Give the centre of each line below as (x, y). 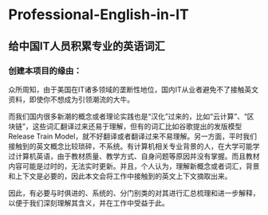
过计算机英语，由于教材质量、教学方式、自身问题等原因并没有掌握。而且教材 (134, 156)
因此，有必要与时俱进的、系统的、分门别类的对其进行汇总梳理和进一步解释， (134, 193)
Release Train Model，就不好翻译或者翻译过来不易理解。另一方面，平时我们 (133, 136)
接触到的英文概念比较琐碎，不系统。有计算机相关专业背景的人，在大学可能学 (134, 146)
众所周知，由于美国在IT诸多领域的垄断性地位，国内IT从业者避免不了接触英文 (134, 89)
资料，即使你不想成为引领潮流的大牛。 (71, 99)
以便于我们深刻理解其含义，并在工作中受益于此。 (89, 203)
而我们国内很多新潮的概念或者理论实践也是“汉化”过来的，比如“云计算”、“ (128, 116)
